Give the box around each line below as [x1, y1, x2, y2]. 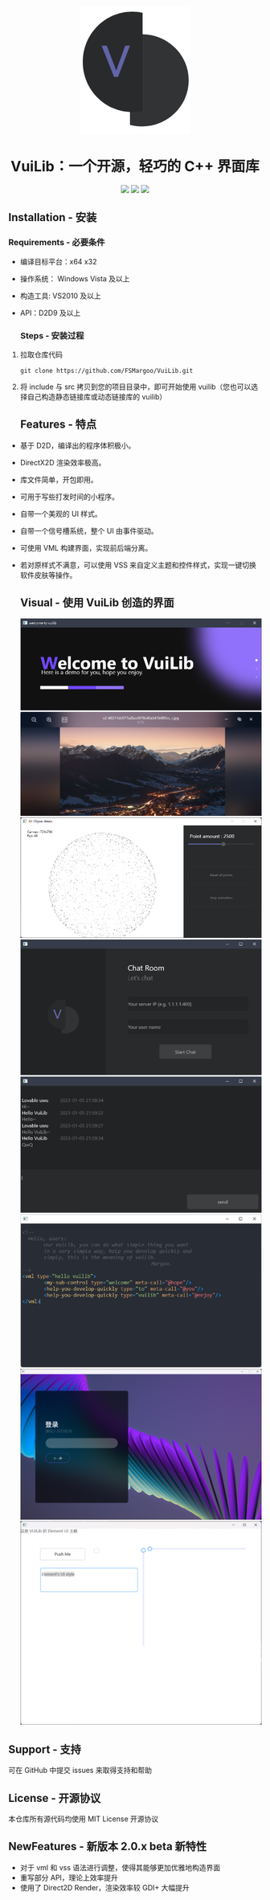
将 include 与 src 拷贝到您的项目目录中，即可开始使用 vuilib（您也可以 [19, 382, 252, 391]
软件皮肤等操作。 [19, 570, 77, 579]
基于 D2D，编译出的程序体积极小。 [19, 440, 136, 450]
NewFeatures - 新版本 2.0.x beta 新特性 [8, 1840, 207, 1853]
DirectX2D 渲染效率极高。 [19, 457, 106, 467]
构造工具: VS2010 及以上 [19, 291, 102, 301]
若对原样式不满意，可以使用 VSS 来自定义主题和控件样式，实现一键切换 [19, 560, 257, 570]
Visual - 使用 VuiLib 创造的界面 [19, 596, 174, 610]
